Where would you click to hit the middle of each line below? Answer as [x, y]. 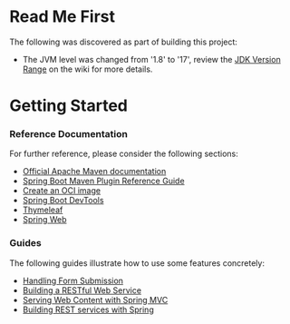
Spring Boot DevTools [63, 201]
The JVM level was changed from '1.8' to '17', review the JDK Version [151, 59]
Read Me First [63, 17]
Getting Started [69, 106]
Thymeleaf [43, 210]
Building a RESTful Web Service [82, 290]
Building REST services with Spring [88, 309]
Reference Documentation [69, 134]
